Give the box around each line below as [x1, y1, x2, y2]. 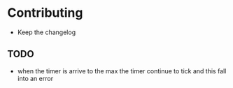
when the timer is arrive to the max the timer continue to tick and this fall [17, 66, 227, 75]
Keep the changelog [17, 28, 76, 36]
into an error [17, 74, 54, 82]
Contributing [7, 5, 83, 21]
